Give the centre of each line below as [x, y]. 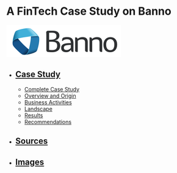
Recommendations [48, 121]
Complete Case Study [52, 89]
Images [30, 162]
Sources [31, 141]
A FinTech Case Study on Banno [89, 11]
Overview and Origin [50, 96]
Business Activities [48, 102]
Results [34, 115]
